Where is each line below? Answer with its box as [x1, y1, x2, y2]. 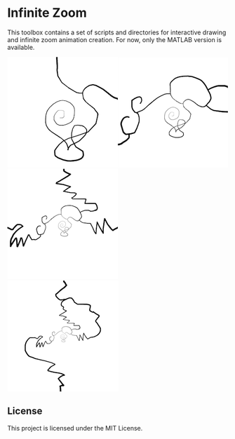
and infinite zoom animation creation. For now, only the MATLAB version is [7, 35, 222, 43]
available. [7, 43, 35, 51]
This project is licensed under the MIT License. [7, 424, 143, 432]
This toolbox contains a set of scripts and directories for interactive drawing [7, 28, 227, 36]
